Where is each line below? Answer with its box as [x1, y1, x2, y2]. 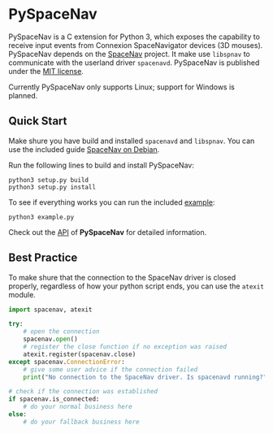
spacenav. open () [23, 335, 79, 344]
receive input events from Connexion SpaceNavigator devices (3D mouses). [8, 40, 263, 50]
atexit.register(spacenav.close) [23, 350, 136, 358]
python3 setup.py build [8, 176, 89, 184]
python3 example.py [8, 213, 75, 221]
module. [8, 289, 37, 299]
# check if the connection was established [8, 388, 158, 396]
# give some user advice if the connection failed [23, 365, 198, 374]
